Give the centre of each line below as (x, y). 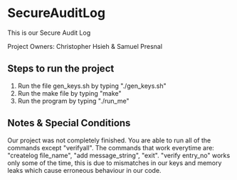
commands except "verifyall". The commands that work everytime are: (111, 147)
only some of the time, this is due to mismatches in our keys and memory (115, 163)
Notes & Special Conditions (69, 123)
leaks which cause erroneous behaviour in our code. (84, 170)
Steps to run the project (61, 69)
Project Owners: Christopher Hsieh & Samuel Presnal (85, 46)
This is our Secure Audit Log (49, 33)
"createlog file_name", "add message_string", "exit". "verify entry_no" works (119, 155)
